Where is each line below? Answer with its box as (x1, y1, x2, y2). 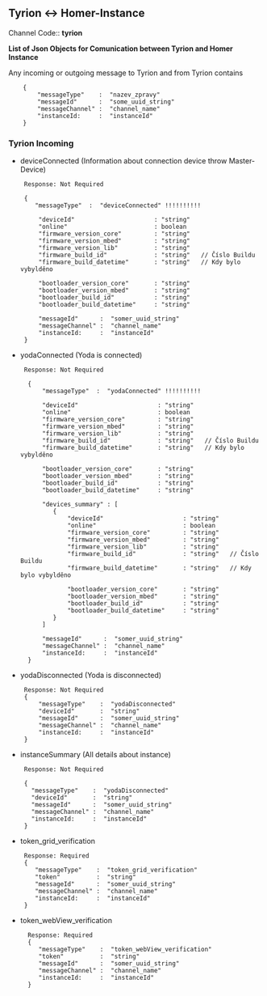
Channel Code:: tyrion (8, 28, 83, 37)
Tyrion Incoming (8, 138, 74, 149)
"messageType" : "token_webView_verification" (38, 946, 212, 954)
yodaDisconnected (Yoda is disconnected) (19, 671, 162, 680)
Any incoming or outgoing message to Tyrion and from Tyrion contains (8, 68, 244, 78)
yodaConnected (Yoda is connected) (19, 350, 143, 360)
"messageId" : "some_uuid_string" (37, 97, 175, 106)
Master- (228, 156, 256, 166)
